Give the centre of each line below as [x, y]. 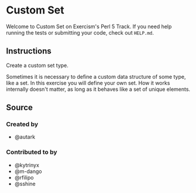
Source [20, 108]
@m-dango [28, 171]
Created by [22, 124]
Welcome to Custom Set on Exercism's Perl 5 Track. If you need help [89, 26]
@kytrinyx [27, 165]
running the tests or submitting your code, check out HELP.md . [80, 32]
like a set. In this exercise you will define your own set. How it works [88, 83]
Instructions [29, 51]
